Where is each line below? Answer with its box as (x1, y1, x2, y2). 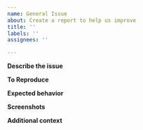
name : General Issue (7, 10, 68, 18)
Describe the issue (7, 62, 63, 70)
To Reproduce (7, 75, 49, 84)
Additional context (7, 117, 63, 125)
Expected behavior (7, 89, 64, 98)
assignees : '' (7, 37, 49, 44)
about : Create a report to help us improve (7, 17, 137, 24)
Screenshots (7, 103, 46, 111)
